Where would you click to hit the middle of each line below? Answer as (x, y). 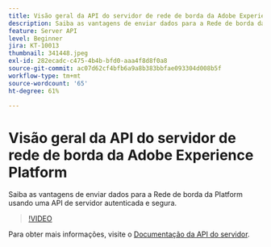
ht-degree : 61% (34, 91)
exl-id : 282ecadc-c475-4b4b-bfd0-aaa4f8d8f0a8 (88, 61)
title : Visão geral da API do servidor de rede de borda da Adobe (122, 16)
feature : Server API (43, 31)
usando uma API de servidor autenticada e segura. (93, 203)
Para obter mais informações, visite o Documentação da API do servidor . (129, 234)
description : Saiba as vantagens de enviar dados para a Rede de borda (131, 23)
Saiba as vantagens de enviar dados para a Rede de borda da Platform (126, 195)
